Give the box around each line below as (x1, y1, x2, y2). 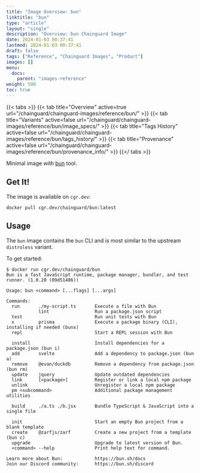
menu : (6, 64, 20, 71)
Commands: (6, 298, 31, 304)
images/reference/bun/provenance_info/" (6, 148, 109, 155)
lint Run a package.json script (38, 309, 162, 315)
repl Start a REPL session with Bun (11, 330, 172, 336)
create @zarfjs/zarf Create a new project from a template (11, 429, 192, 435)
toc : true (6, 87, 31, 93)
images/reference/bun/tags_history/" (6, 135, 98, 142)
